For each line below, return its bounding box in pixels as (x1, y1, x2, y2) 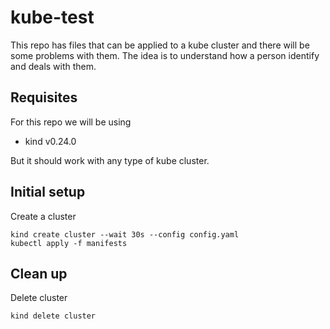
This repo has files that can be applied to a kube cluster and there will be (10, 39, 310, 51)
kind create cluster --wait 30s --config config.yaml (10, 229, 240, 240)
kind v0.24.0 (24, 135, 77, 147)
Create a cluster (10, 210, 77, 222)
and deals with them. (10, 60, 97, 72)
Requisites (10, 89, 78, 106)
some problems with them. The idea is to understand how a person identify (10, 49, 320, 61)
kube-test (10, 6, 95, 29)
